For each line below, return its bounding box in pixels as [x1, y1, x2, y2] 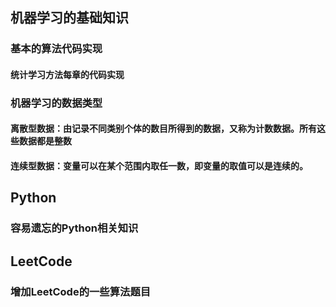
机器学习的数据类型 [10, 96, 103, 110]
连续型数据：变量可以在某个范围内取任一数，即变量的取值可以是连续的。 [10, 160, 308, 172]
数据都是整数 [18, 135, 72, 147]
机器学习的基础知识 [10, 9, 129, 27]
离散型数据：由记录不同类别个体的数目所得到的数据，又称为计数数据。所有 [10, 123, 317, 135]
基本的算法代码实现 [10, 42, 103, 56]
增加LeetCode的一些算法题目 [10, 284, 152, 298]
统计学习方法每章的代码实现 [10, 68, 125, 80]
